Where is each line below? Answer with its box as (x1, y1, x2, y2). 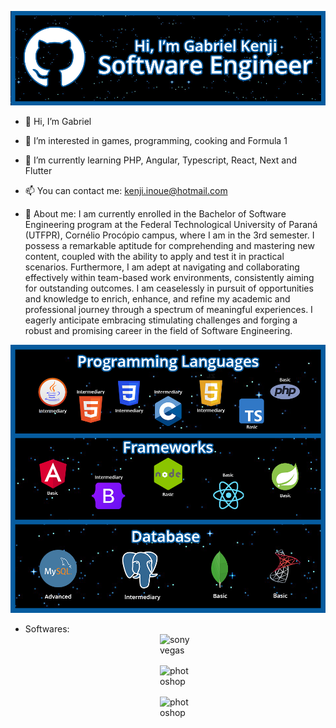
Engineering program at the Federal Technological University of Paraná (24, 219, 318, 231)
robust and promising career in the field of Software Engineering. (24, 325, 293, 337)
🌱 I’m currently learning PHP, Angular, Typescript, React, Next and (24, 154, 298, 166)
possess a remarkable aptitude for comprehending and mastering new (24, 240, 315, 252)
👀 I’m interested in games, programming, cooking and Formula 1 (24, 135, 288, 147)
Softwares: (24, 622, 70, 635)
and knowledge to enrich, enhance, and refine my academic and (24, 293, 291, 305)
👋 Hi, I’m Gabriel (24, 116, 92, 128)
